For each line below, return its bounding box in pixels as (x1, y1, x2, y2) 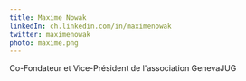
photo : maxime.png (9, 38, 79, 48)
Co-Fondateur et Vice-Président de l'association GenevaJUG (9, 63, 237, 74)
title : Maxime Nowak (9, 13, 88, 22)
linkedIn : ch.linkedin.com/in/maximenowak (9, 22, 172, 31)
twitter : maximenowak (9, 30, 91, 39)
